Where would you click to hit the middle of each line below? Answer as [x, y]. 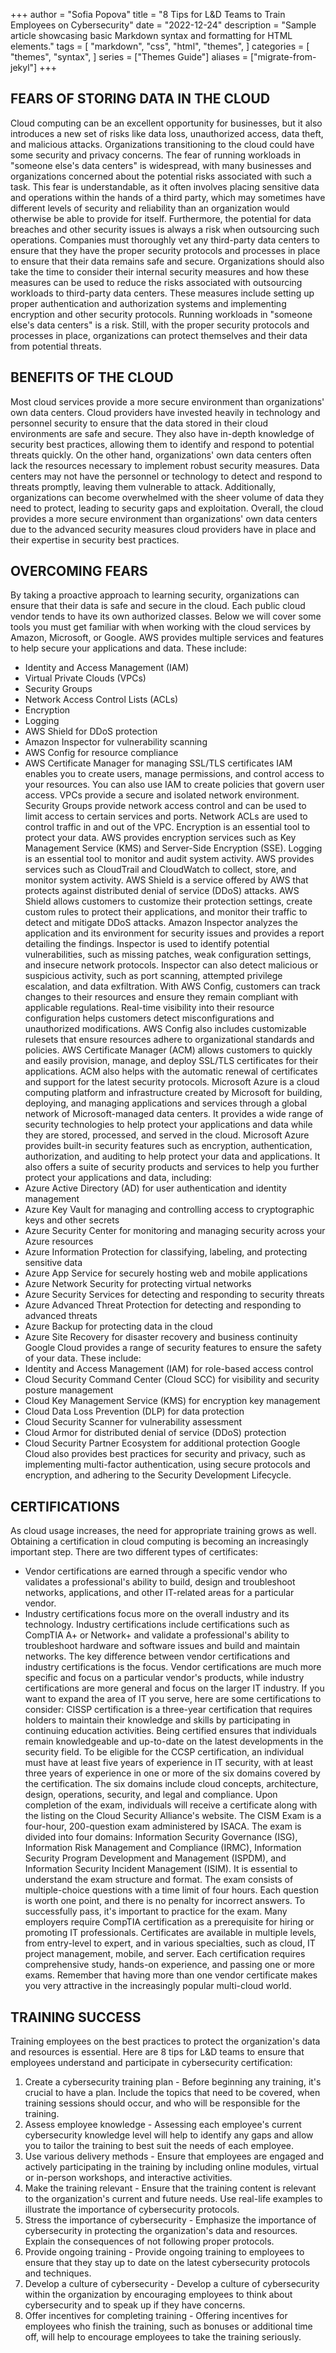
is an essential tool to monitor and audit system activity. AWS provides [169, 859]
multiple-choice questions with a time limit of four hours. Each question [172, 1890]
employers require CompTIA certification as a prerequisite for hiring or [169, 1922]
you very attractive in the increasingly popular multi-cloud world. [158, 1986]
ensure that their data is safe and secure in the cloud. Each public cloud [158, 606]
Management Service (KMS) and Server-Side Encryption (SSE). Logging [173, 848]
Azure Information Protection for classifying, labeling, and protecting [166, 1252]
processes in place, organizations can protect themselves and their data [159, 335]
